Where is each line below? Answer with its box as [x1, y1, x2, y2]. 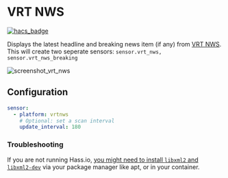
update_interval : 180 [19, 124, 81, 131]
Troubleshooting [7, 140, 64, 149]
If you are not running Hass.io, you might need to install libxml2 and [7, 155, 199, 164]
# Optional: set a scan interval [19, 117, 115, 124]
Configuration [7, 86, 68, 98]
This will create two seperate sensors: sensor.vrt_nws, [7, 47, 162, 55]
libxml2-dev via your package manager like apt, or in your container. [7, 162, 200, 171]
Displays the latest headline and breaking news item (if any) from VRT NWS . [7, 40, 222, 48]
